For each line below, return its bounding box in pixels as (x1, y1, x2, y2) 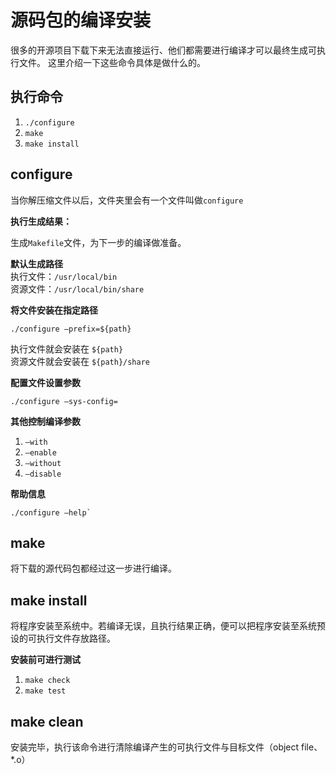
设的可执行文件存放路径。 (10, 632, 116, 645)
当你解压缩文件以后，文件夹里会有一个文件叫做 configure (10, 194, 244, 206)
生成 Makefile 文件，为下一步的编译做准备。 (10, 236, 187, 248)
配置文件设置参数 (10, 376, 81, 388)
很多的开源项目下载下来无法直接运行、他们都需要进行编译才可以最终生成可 (10, 44, 317, 56)
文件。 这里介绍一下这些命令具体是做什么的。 (18, 56, 206, 68)
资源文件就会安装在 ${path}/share (10, 355, 151, 367)
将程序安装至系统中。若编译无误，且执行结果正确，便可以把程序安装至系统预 (10, 620, 326, 632)
